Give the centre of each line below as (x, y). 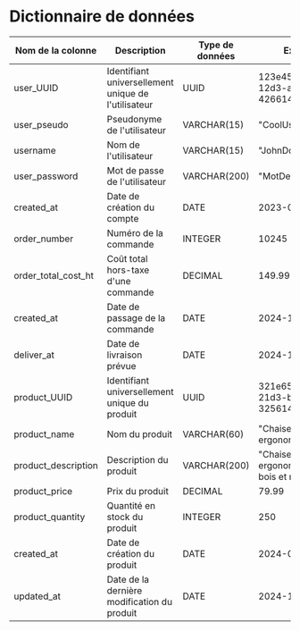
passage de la (136, 317)
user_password (46, 176)
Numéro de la (135, 232)
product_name (44, 433)
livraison (125, 355)
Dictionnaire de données (102, 17)
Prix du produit (138, 491)
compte (123, 218)
